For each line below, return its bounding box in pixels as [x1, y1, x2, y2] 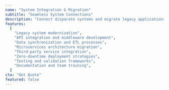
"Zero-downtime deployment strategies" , [14, 53, 100, 59]
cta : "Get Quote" [5, 72, 42, 77]
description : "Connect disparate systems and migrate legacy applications [5, 16, 165, 21]
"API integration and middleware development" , [14, 35, 116, 40]
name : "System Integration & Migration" [5, 7, 92, 12]
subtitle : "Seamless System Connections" [5, 12, 94, 17]
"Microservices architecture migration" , [14, 44, 102, 49]
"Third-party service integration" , [14, 49, 92, 54]
